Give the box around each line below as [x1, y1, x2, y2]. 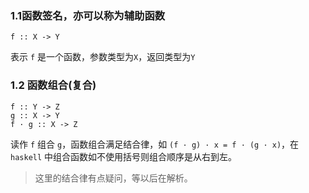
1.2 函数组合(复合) [10, 78, 97, 92]
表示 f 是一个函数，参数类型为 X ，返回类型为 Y [10, 51, 196, 63]
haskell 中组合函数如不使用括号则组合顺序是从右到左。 [10, 150, 238, 162]
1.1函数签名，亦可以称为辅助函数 [10, 8, 166, 22]
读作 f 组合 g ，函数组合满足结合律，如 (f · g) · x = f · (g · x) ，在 [10, 138, 300, 150]
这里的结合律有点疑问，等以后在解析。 [34, 172, 193, 184]
